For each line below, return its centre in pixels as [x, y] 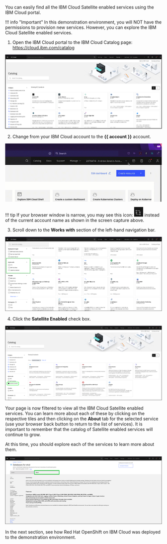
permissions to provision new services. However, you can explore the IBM [81, 27]
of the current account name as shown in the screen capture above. [75, 220]
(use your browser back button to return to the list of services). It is [74, 424]
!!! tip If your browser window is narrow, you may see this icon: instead [83, 215]
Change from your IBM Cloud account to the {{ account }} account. [82, 137]
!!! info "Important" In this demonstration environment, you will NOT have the [83, 22]
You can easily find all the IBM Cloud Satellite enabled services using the [80, 7]
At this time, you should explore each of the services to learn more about [80, 444]
